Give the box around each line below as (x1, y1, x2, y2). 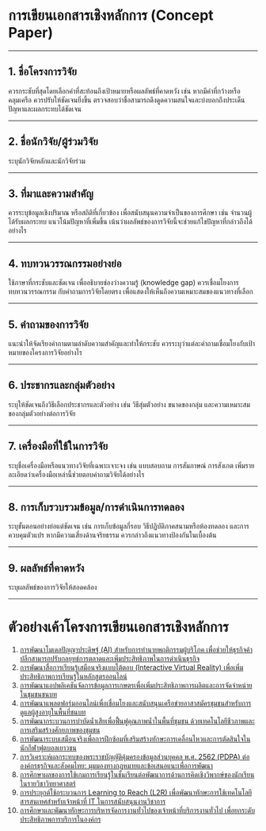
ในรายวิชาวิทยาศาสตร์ (19, 779, 77, 788)
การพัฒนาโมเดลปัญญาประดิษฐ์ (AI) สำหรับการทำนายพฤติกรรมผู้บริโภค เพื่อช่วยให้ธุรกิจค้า (19, 645, 253, 655)
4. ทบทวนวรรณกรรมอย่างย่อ (8, 256, 122, 270)
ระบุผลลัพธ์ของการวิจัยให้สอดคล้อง (8, 583, 97, 592)
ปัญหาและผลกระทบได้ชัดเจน (8, 104, 82, 113)
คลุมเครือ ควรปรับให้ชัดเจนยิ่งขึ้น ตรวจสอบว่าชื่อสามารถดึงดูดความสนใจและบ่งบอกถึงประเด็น (8, 94, 245, 105)
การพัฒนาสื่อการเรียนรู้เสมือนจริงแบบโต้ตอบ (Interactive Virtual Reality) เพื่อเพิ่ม (19, 663, 244, 672)
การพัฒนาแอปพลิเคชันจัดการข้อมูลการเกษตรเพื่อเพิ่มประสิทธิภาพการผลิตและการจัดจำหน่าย (19, 681, 253, 691)
